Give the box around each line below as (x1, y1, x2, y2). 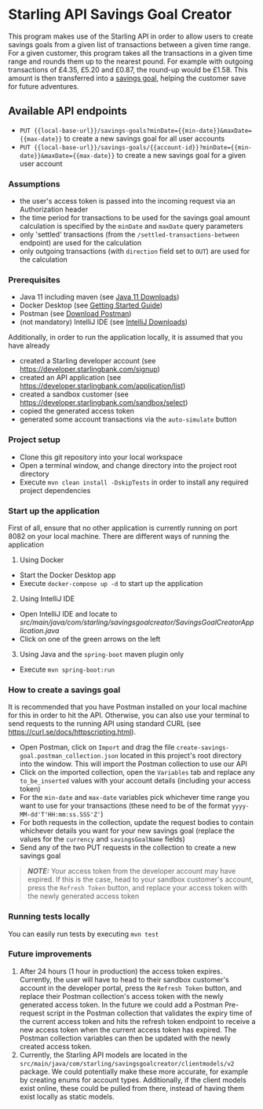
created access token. (19, 1041, 92, 1051)
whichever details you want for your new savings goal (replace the (19, 826, 236, 835)
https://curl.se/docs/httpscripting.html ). (8, 728, 136, 737)
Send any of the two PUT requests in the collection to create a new (19, 843, 237, 853)
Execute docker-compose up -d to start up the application (19, 578, 203, 588)
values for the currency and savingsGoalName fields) (19, 835, 186, 844)
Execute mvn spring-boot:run (19, 665, 115, 674)
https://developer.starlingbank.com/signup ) (19, 364, 161, 374)
